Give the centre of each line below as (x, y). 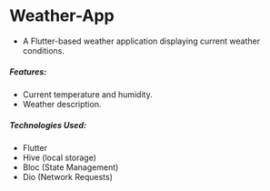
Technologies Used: (48, 125)
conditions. (44, 50)
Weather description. (62, 104)
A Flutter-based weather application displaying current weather (141, 41)
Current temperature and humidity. (87, 94)
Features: (28, 71)
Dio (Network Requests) (68, 176)
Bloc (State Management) (70, 167)
